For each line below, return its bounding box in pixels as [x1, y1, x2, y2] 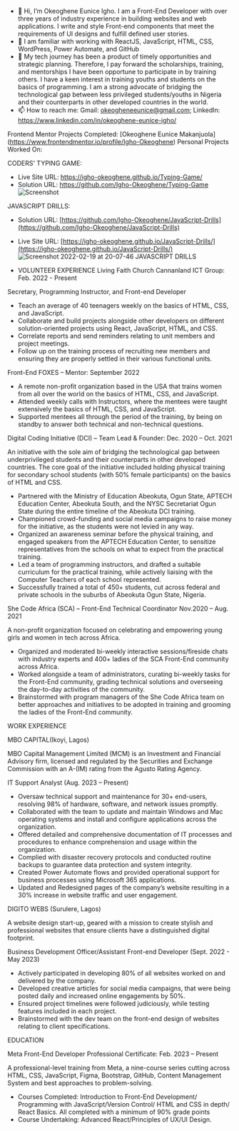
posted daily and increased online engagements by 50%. [17, 992, 185, 1000]
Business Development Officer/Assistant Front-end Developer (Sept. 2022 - [7, 947, 230, 956]
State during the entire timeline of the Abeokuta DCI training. [17, 507, 196, 516]
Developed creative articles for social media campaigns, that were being [17, 984, 230, 992]
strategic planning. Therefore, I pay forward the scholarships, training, [17, 60, 224, 68]
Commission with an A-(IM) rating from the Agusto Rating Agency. [7, 765, 202, 773]
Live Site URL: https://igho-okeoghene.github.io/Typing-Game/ [17, 173, 203, 181]
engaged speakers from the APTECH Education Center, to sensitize [17, 538, 216, 546]
